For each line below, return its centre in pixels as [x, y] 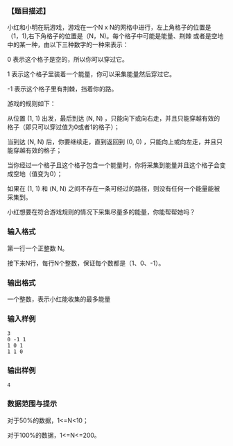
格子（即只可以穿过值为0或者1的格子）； [63, 127]
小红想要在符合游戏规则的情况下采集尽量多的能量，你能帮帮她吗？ [101, 212]
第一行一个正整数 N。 [38, 248]
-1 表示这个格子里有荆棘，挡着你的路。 [62, 89]
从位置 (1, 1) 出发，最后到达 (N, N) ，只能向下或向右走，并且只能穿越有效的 [114, 119]
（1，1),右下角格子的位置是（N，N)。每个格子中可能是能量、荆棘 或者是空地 [115, 36]
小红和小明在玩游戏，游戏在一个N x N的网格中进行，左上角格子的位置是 [109, 27]
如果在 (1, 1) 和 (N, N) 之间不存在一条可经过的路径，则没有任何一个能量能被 [114, 189]
